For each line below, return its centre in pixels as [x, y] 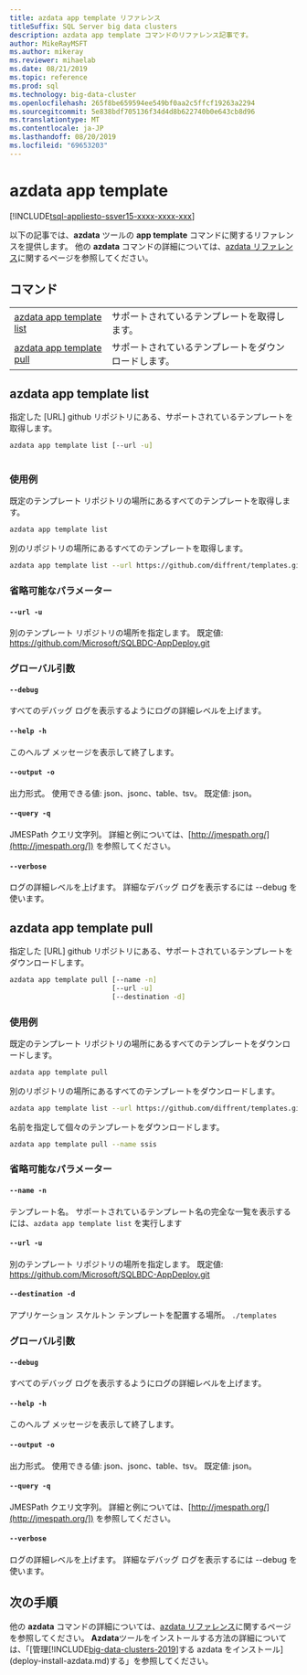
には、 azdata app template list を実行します [96, 1222]
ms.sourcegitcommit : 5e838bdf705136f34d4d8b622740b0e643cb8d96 [132, 112]
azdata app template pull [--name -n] [83, 979]
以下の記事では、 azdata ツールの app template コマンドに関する [132, 235]
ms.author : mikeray [47, 52]
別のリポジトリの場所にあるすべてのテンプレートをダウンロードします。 [145, 1091]
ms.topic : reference [49, 78]
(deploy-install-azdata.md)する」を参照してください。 [111, 1660]
